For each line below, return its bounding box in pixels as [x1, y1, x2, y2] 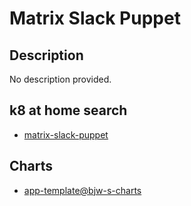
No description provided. [9, 73, 112, 85]
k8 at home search [9, 102, 128, 119]
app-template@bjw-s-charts [23, 184, 142, 196]
